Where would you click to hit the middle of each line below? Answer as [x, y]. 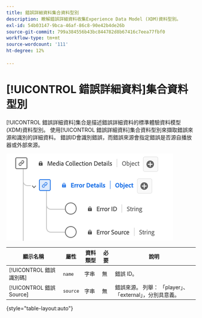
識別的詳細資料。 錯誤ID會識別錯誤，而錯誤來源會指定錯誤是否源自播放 [104, 137]
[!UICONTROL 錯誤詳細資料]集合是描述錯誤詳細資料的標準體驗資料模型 [94, 122]
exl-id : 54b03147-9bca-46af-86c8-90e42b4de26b [66, 25]
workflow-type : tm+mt [33, 38]
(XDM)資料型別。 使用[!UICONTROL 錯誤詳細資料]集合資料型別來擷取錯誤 [97, 130]
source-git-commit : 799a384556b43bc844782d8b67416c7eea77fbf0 [86, 32]
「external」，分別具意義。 [148, 295]
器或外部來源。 [25, 145]
